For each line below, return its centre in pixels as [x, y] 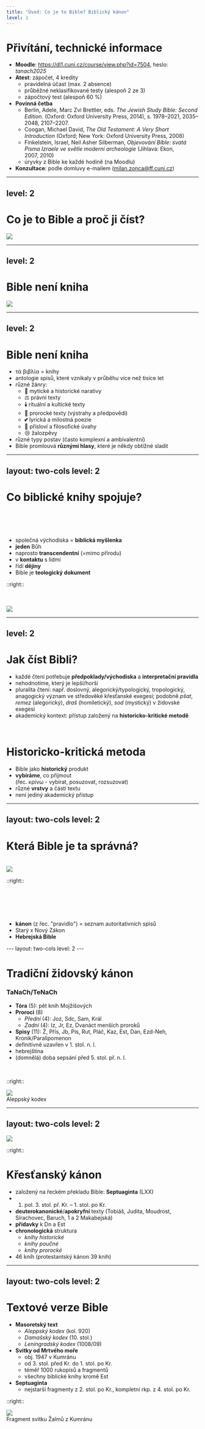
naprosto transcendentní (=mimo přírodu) [68, 553]
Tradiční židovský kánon [70, 973]
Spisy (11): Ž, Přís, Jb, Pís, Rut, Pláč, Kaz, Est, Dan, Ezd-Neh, [91, 1031]
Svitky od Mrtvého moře [46, 1350]
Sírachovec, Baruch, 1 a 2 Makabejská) [64, 1217]
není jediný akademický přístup [54, 795]
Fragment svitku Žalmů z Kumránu [49, 1419]
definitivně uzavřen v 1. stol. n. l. [56, 1045]
